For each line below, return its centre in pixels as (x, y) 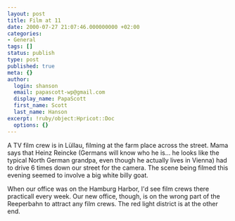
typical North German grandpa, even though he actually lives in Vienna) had (117, 160)
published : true (31, 66)
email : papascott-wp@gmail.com (59, 92)
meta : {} (20, 72)
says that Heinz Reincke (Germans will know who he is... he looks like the (113, 153)
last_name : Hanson (41, 112)
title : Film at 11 (34, 20)
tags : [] (20, 46)
